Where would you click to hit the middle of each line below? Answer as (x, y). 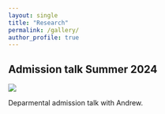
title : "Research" (38, 23)
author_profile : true (44, 37)
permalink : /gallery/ (44, 30)
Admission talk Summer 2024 (83, 69)
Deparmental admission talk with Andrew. (76, 103)
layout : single (33, 15)
